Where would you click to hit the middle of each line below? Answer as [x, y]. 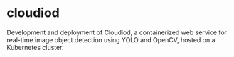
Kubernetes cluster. [35, 47]
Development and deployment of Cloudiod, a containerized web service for [117, 32]
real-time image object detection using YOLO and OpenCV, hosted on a [111, 39]
